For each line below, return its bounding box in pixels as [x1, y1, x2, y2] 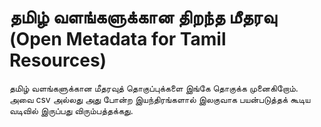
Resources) [9, 49, 107, 72]
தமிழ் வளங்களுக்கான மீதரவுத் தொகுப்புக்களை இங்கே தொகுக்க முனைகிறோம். [9, 82, 299, 94]
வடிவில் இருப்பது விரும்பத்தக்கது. [9, 104, 134, 116]
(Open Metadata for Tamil [9, 28, 227, 51]
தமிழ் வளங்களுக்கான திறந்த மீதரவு [9, 6, 277, 29]
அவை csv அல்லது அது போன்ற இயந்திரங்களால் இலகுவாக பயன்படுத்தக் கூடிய [9, 93, 311, 105]
